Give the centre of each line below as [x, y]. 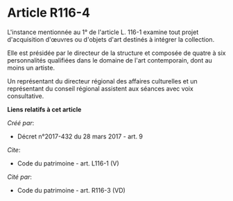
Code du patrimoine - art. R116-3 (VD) [71, 190]
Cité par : [20, 177]
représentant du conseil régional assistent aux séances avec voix [101, 88]
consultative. [26, 96]
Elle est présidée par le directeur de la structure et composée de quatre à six [116, 53]
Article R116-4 [49, 13]
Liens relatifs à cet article [44, 109]
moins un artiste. [31, 67]
